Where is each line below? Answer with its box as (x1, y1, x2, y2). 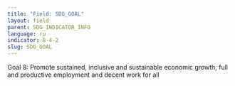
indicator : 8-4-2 (7, 37, 59, 44)
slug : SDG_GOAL (7, 43, 53, 50)
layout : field (7, 17, 50, 24)
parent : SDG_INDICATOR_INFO (7, 23, 91, 31)
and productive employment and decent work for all (7, 70, 160, 79)
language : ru (7, 30, 46, 38)
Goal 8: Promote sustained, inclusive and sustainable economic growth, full (7, 63, 229, 71)
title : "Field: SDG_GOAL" (7, 10, 84, 18)
